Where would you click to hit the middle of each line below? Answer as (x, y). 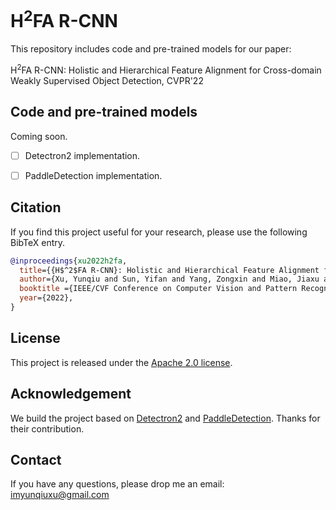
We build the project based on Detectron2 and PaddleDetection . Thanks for (165, 418)
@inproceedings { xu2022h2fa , (69, 261)
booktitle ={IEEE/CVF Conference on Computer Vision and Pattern (158, 289)
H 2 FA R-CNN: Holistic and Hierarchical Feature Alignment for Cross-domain (166, 69)
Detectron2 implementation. (82, 155)
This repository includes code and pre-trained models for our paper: (151, 49)
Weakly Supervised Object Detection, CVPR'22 (107, 80)
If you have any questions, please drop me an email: (117, 484)
